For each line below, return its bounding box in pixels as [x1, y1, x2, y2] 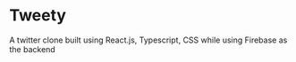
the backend [9, 43, 55, 54]
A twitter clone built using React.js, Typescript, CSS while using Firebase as [9, 35, 288, 45]
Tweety [9, 5, 67, 26]
